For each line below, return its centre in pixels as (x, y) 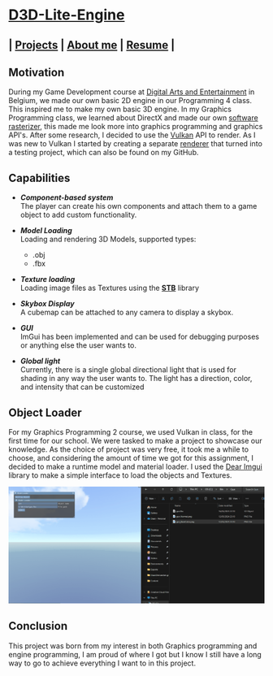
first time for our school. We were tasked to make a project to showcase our (135, 441)
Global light (40, 361)
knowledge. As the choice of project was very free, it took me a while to (129, 449)
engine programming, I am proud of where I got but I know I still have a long (135, 654)
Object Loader (45, 412)
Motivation (37, 72)
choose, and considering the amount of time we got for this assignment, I (131, 458)
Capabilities (39, 178)
